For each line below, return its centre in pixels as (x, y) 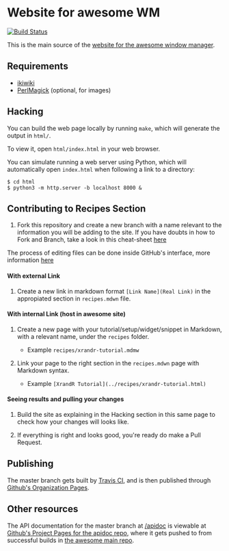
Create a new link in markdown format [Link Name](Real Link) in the (114, 291)
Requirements (38, 66)
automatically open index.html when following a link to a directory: (101, 169)
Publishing (30, 464)
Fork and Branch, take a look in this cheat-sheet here (92, 240)
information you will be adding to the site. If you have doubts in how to (116, 232)
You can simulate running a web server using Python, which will (97, 162)
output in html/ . (29, 136)
